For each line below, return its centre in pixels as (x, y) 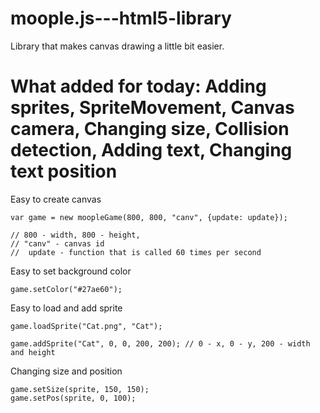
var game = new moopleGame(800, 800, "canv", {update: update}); (149, 217)
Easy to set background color (71, 271)
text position (64, 171)
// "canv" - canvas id (57, 243)
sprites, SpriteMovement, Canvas (152, 108)
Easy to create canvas (56, 199)
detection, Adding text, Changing (151, 150)
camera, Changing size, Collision (150, 129)
